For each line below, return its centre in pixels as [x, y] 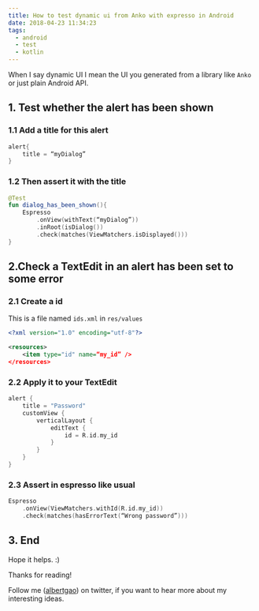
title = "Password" [54, 406]
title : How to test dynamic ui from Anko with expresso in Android [121, 15]
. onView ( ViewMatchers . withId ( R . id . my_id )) [93, 509]
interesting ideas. [36, 598]
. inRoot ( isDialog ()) [70, 227]
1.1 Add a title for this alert [58, 130]
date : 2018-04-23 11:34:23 [52, 23]
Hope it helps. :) [34, 559]
